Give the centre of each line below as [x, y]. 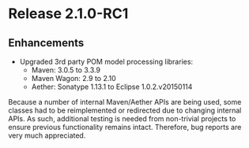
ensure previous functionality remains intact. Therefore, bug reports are [125, 127]
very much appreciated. [47, 135]
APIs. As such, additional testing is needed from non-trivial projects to [122, 118]
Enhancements [46, 43]
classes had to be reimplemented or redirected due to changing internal [125, 110]
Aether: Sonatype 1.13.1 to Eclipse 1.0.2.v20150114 [112, 87]
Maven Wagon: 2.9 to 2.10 [74, 78]
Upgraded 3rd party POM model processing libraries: [106, 61]
